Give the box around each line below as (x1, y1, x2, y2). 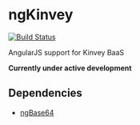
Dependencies (8, 87, 82, 100)
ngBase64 (19, 107, 54, 117)
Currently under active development (8, 62, 132, 73)
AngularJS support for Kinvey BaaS (8, 47, 125, 57)
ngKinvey (8, 6, 74, 24)
